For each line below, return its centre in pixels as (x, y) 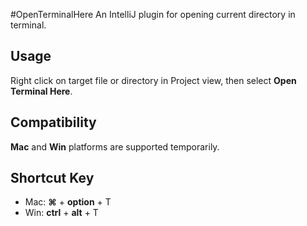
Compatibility (53, 122)
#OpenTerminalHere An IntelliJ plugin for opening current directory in (153, 14)
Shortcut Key (52, 178)
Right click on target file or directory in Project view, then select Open (153, 80)
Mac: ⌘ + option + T (68, 202)
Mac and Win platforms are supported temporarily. (115, 146)
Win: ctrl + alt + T (61, 213)
